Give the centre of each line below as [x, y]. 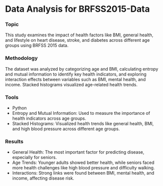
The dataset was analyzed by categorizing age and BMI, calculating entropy [82, 69]
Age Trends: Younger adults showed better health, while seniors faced [83, 162]
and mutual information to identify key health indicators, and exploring [76, 74]
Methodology [22, 58]
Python [19, 108]
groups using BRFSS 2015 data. [37, 46]
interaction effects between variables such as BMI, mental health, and [75, 79]
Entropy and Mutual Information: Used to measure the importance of [81, 113]
